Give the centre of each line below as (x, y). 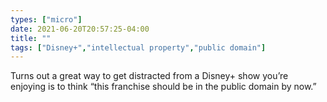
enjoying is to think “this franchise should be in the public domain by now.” (163, 87)
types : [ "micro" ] (46, 19)
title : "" (31, 38)
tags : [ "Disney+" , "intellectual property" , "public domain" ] (138, 47)
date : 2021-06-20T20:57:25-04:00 (80, 29)
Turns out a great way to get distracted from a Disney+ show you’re (149, 76)
